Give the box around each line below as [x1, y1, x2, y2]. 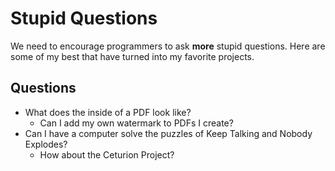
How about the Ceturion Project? [39, 148, 175, 161]
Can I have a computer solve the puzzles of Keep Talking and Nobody [24, 127, 313, 139]
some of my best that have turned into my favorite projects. [10, 50, 255, 62]
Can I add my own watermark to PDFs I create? [39, 117, 234, 129]
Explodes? [24, 138, 68, 150]
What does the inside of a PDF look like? [24, 106, 192, 118]
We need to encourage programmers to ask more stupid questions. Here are [10, 40, 326, 52]
